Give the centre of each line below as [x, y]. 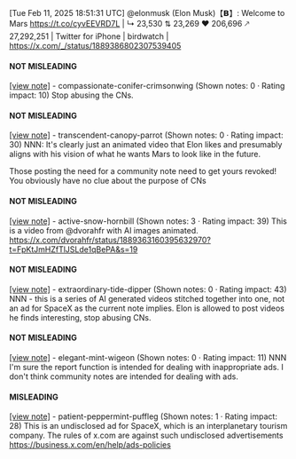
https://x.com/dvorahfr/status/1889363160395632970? [110, 240]
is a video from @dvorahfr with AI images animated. [104, 230]
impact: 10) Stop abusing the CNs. [72, 95]
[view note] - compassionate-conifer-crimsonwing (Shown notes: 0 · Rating [147, 86]
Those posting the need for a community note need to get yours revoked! [143, 171]
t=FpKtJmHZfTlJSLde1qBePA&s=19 [74, 249]
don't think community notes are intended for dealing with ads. [124, 376]
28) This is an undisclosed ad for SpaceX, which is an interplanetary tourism [148, 426]
